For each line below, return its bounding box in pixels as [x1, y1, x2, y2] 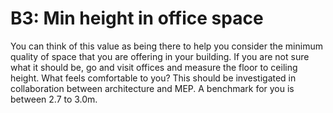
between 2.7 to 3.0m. [10, 93, 98, 105]
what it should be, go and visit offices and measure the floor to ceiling [10, 61, 298, 73]
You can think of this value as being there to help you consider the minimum [10, 40, 323, 52]
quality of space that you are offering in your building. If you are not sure [10, 50, 310, 62]
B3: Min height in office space [10, 7, 264, 30]
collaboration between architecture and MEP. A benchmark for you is [10, 82, 295, 94]
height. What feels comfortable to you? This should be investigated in [10, 72, 297, 84]
